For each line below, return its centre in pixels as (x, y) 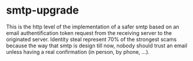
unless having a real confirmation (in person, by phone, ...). (78, 52)
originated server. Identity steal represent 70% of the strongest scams (91, 39)
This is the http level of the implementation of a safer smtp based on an (93, 27)
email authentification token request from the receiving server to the (89, 33)
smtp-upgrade (42, 10)
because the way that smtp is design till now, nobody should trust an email (97, 46)
